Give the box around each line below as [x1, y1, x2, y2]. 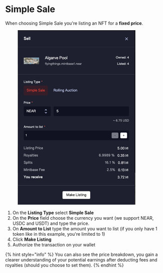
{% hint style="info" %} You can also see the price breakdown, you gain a [5, 251, 158, 257]
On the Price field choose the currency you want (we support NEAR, [12, 215, 154, 221]
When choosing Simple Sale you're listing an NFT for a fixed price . [5, 20, 143, 26]
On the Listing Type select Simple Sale [12, 210, 94, 216]
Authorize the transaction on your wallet [12, 241, 96, 247]
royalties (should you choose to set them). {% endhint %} [5, 262, 124, 268]
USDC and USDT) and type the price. [12, 220, 89, 226]
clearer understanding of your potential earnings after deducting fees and [5, 256, 157, 262]
